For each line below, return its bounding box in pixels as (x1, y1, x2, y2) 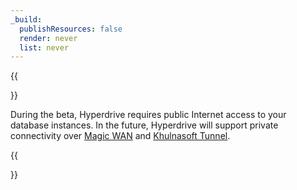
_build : (10, 14, 43, 25)
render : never (19, 33, 78, 43)
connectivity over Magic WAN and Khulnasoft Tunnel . (10, 130, 231, 142)
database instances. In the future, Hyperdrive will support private (10, 119, 279, 131)
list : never (19, 42, 70, 53)
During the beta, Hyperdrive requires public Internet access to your (10, 109, 287, 121)
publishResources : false (19, 24, 123, 34)
